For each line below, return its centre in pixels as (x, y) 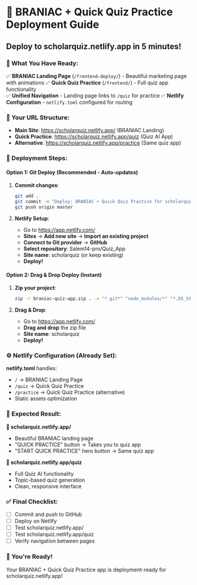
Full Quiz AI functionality (44, 473)
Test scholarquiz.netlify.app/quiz (54, 534)
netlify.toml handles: (31, 368)
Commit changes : (37, 185)
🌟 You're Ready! (29, 557)
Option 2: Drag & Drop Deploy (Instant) (54, 274)
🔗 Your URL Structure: (38, 117)
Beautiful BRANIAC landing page (54, 438)
